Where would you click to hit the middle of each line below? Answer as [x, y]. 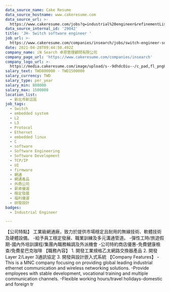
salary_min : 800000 [26, 85]
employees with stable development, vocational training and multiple [77, 273]
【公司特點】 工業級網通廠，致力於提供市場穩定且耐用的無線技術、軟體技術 [83, 232]
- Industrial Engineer [34, 212]
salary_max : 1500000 [27, 90]
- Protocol [21, 128]
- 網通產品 [20, 179]
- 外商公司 [20, 184]
